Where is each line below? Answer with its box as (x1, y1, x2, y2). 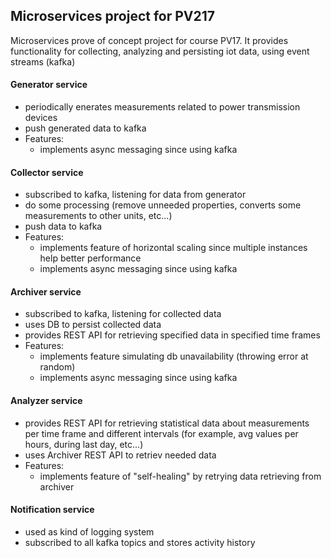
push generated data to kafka (24, 122, 147, 134)
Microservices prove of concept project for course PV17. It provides (10, 34, 289, 46)
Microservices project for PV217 (10, 8, 216, 25)
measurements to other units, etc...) (24, 210, 173, 222)
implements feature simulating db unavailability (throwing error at (39, 350, 309, 363)
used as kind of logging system (24, 525, 155, 538)
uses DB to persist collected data (24, 319, 162, 331)
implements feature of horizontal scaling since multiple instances (39, 242, 308, 254)
